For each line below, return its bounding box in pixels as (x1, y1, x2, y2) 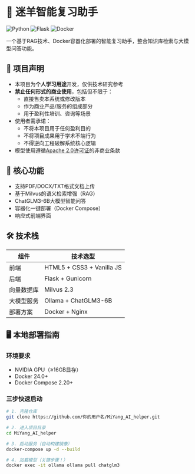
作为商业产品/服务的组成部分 (23, 103, 93, 110)
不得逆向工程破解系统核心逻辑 (23, 139, 96, 146)
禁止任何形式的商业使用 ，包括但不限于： (14, 88, 113, 95)
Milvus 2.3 (44, 285, 74, 294)
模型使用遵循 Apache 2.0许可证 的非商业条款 (14, 147, 121, 154)
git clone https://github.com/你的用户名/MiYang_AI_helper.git (6, 414, 160, 420)
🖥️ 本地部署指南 (6, 330, 60, 340)
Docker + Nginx (44, 308, 88, 316)
